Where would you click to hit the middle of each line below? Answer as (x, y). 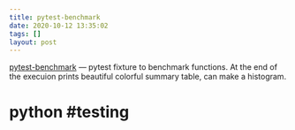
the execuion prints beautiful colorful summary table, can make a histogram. (148, 77)
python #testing (69, 112)
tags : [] (25, 34)
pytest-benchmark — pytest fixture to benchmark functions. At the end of (144, 67)
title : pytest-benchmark (55, 17)
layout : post (33, 42)
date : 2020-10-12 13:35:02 (59, 26)
